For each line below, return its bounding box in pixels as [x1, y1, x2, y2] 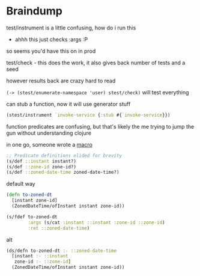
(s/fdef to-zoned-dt [6, 213, 58, 220]
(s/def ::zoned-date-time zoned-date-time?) [6, 170, 120, 176]
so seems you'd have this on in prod [6, 47, 96, 55]
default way [6, 180, 35, 188]
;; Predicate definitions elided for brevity [6, 152, 122, 159]
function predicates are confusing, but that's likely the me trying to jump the [6, 123, 195, 130]
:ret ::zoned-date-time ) [28, 225, 90, 231]
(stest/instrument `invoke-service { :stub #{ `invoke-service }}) [6, 112, 171, 118]
